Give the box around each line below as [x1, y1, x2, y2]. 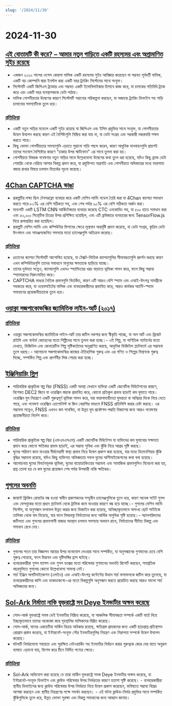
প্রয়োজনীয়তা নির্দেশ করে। [12, 412, 50, 418]
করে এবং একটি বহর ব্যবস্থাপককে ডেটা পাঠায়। [12, 89, 79, 95]
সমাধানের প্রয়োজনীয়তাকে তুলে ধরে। [12, 289, 65, 295]
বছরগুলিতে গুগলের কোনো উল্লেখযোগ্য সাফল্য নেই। [12, 566, 85, 572]
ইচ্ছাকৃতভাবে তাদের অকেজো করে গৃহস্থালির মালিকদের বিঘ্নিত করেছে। [12, 618, 111, 624]
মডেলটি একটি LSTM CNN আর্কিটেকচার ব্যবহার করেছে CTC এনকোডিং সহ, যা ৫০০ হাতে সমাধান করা [12, 206, 167, 212]
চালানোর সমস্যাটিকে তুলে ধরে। [12, 101, 58, 107]
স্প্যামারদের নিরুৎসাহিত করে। [12, 272, 56, 278]
